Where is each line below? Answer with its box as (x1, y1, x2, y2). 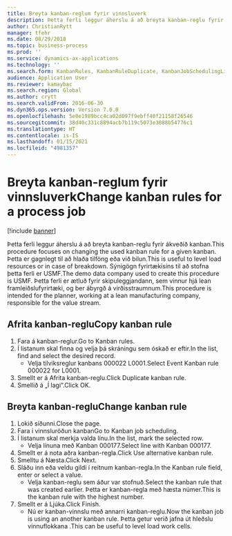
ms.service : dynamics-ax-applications (7, 55, 119, 62)
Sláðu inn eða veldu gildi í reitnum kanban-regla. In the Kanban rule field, (17, 463, 223, 471)
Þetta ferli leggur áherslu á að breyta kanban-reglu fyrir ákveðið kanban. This (7, 239, 224, 248)
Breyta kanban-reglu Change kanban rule (7, 401, 188, 413)
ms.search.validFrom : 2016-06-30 (7, 100, 104, 107)
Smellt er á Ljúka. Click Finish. (17, 499, 101, 508)
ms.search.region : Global (7, 87, 81, 94)
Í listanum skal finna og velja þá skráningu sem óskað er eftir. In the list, (17, 344, 219, 353)
